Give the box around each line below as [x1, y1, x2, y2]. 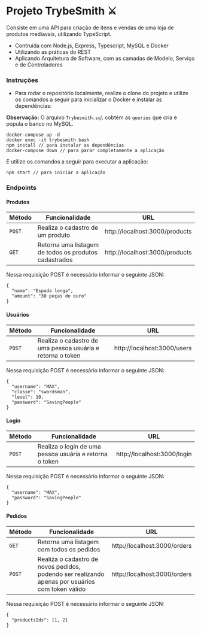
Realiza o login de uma [37, 442, 101, 450]
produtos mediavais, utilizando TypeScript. [6, 30, 112, 37]
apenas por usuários [37, 577, 96, 586]
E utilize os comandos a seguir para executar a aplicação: [6, 158, 148, 165]
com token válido [37, 585, 86, 593]
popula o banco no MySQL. [6, 120, 74, 128]
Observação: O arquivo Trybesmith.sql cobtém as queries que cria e [6, 114, 178, 121]
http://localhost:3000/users [114, 344, 192, 352]
